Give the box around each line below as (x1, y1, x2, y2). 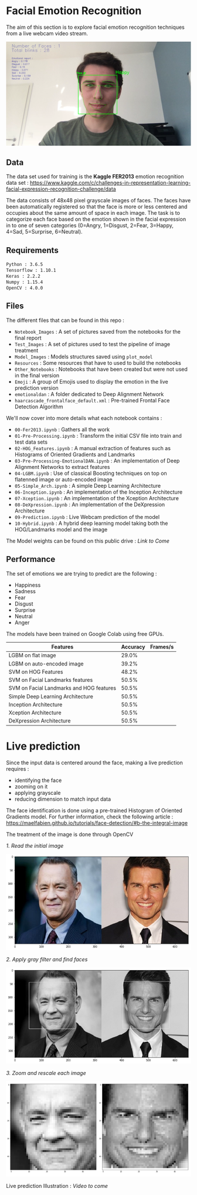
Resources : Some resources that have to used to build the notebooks (14, 359, 182, 366)
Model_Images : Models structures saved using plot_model (14, 353, 153, 360)
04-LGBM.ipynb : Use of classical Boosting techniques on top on (14, 470, 167, 477)
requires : (6, 765, 29, 772)
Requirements (6, 245, 59, 255)
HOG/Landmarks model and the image (14, 525, 108, 533)
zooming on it (14, 783, 48, 790)
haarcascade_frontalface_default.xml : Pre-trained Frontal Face (14, 397, 170, 404)
